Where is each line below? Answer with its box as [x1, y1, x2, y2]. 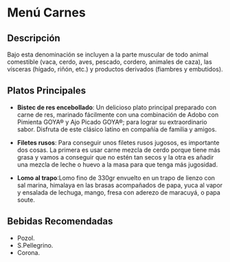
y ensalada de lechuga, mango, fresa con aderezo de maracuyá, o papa [16, 188, 221, 197]
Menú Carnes [7, 5, 86, 21]
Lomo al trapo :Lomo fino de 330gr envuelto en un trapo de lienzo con [16, 173, 215, 182]
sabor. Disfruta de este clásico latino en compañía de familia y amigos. [16, 125, 217, 133]
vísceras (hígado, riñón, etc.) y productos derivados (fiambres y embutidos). [7, 65, 223, 73]
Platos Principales [7, 85, 87, 97]
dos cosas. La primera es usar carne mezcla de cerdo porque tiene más [16, 146, 221, 154]
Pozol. [16, 234, 36, 242]
